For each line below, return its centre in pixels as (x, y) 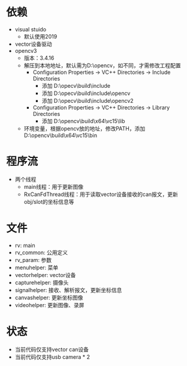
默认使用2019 (40, 36)
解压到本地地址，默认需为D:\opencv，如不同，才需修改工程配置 (102, 65)
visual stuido (31, 29)
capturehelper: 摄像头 (42, 282)
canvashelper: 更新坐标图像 (49, 297)
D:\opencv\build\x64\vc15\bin (61, 135)
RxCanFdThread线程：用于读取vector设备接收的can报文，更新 (101, 194)
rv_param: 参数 (33, 260)
